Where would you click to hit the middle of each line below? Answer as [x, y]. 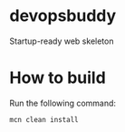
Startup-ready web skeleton [62, 41]
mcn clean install [44, 119]
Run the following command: [62, 103]
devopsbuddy [63, 16]
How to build [58, 78]
